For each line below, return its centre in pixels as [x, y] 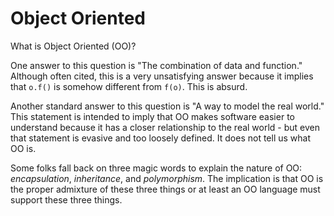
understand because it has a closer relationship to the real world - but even [165, 127]
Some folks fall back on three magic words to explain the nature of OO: [156, 168]
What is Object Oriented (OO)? [73, 46]
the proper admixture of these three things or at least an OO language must [165, 189]
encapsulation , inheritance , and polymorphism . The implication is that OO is [167, 178]
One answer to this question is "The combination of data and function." [156, 65]
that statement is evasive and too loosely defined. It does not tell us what [161, 138]
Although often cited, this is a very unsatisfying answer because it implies [162, 76]
